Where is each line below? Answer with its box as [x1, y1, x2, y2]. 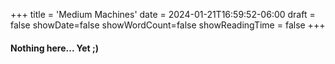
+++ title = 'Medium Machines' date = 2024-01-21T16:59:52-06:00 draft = [10, 9, 316, 20]
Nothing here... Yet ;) [10, 42, 100, 54]
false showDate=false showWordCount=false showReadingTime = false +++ [10, 19, 326, 31]
